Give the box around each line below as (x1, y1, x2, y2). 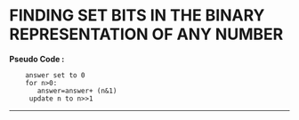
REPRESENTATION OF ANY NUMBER (9, 24, 284, 44)
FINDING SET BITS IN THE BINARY (9, 5, 265, 26)
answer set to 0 (25, 70, 86, 80)
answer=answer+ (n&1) (36, 86, 117, 95)
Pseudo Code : (9, 53, 65, 64)
